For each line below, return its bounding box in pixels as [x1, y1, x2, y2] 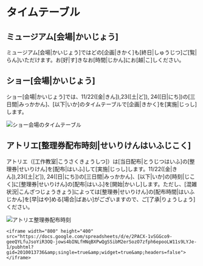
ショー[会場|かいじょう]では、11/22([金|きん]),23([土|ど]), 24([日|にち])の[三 [6, 93, 196, 100]
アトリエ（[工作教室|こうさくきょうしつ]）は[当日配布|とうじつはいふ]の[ [6, 158, 190, 165]
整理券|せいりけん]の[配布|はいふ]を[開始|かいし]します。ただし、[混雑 [21, 180, 198, 188]
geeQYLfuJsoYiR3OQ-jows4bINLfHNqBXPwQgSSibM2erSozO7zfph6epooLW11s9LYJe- [6, 239, 198, 245]
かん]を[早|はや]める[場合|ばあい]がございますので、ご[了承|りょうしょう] [11, 195, 196, 203]
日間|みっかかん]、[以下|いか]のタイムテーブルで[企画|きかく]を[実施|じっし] [6, 101, 198, 108]
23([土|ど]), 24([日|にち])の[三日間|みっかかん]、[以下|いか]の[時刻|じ [17, 173, 190, 180]
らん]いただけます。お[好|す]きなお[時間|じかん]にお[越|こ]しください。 [6, 56, 185, 64]
